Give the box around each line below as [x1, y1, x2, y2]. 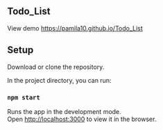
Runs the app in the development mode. [7, 107, 121, 115]
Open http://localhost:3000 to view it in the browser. [7, 115, 157, 123]
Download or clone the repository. [7, 63, 105, 71]
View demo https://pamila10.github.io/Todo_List [7, 24, 144, 32]
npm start [7, 93, 40, 101]
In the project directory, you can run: [7, 76, 112, 84]
